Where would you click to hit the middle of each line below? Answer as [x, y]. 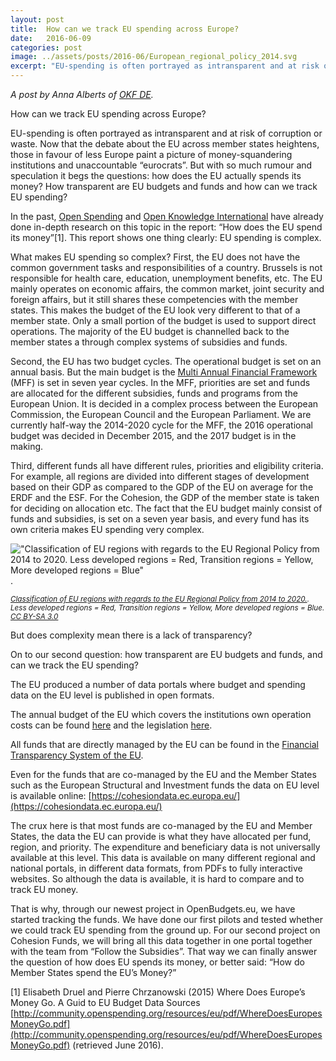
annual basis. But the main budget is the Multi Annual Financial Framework [164, 372]
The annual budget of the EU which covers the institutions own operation [161, 714]
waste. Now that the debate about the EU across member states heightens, [165, 144]
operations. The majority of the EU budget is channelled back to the [150, 331]
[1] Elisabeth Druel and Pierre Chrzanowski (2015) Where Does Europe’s [158, 992]
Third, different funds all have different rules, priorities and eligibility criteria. [167, 465]
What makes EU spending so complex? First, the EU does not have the [155, 257]
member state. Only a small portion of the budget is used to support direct [163, 320]
